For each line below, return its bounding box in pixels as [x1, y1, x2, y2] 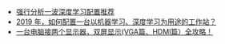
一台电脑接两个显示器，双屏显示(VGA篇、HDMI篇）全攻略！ [15, 27, 214, 36]
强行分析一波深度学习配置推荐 [15, 7, 115, 16]
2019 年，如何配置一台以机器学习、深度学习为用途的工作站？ [15, 17, 217, 26]
